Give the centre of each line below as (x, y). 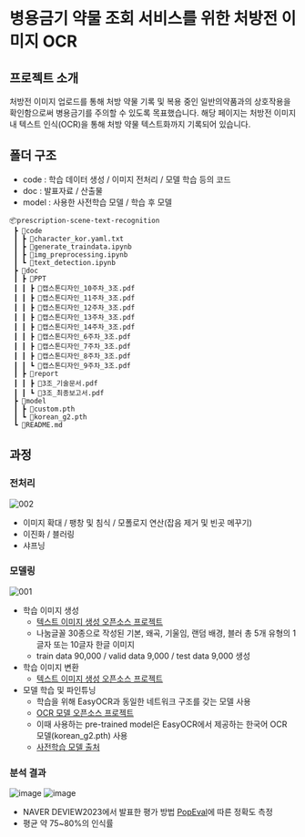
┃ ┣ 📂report (36, 373)
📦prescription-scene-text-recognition (85, 220)
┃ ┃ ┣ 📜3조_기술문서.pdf (56, 383)
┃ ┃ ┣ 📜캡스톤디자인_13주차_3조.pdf (74, 317)
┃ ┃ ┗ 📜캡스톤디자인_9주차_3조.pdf (72, 365)
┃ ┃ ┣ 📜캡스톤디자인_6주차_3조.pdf (72, 337)
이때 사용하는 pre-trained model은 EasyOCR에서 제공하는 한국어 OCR (162, 724)
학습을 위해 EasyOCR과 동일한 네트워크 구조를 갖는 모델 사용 (143, 701)
